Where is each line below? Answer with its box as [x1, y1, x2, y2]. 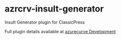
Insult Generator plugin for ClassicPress [4, 19, 85, 25]
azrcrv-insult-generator [4, 3, 104, 14]
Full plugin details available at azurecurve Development [4, 28, 116, 34]
